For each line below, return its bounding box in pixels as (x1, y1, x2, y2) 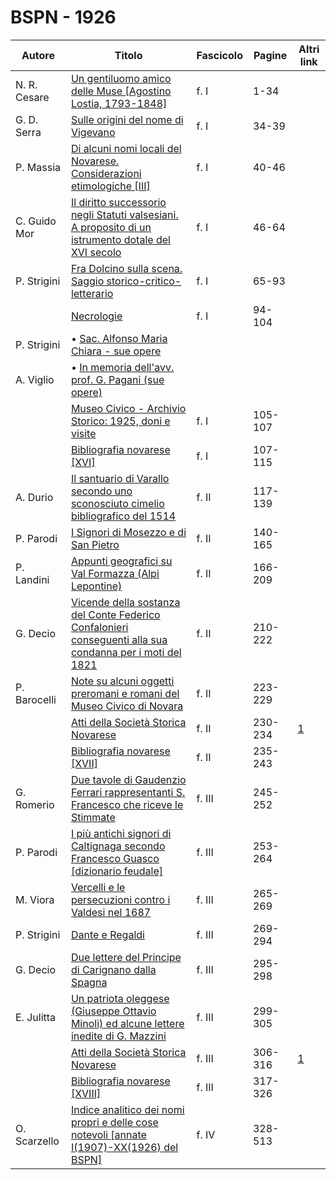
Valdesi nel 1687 (70, 905, 152, 919)
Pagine (253, 48, 288, 62)
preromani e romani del (70, 686, 180, 700)
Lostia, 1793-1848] (70, 96, 168, 110)
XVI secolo (70, 245, 122, 259)
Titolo (114, 48, 143, 62)
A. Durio (15, 490, 54, 504)
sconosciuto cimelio (70, 496, 165, 510)
